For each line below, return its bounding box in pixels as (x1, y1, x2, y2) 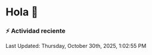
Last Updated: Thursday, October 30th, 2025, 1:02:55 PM (5, 43, 147, 50)
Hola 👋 (5, 5, 38, 19)
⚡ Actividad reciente (5, 27, 66, 35)
